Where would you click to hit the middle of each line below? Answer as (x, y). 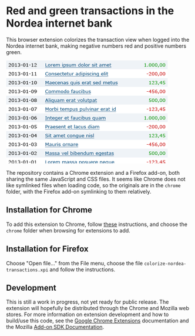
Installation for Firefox (48, 249)
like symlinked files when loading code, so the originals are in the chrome (93, 185)
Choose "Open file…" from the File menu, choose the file (74, 263)
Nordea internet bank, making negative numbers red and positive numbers (96, 46)
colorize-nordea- (165, 264)
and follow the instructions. (83, 270)
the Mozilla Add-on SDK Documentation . (55, 327)
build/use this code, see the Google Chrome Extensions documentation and (97, 321)
